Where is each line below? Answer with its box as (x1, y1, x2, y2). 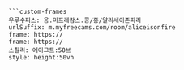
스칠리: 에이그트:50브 (8, 46, 71, 55)
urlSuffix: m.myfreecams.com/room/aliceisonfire (8, 24, 176, 32)
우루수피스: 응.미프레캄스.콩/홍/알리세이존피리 (8, 16, 142, 24)
